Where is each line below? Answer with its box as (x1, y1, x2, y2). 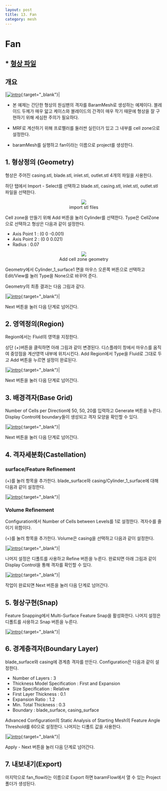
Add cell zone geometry (59, 256, 109, 262)
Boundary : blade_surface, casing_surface (12, 707, 99, 713)
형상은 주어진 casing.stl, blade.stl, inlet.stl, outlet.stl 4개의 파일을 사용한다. (5, 172, 153, 178)
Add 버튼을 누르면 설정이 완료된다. (10, 357, 77, 363)
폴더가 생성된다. (5, 780, 36, 786)
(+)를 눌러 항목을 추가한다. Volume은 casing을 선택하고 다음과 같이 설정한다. (5, 535, 155, 541)
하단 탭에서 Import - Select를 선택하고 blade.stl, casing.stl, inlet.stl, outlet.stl (5, 183, 159, 189)
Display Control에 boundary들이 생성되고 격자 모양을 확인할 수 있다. (5, 414, 139, 420)
